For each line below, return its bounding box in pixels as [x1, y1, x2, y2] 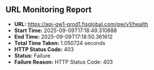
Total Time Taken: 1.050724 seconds [14, 39, 106, 46]
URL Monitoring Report [5, 5, 92, 15]
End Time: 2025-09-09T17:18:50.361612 [14, 33, 113, 40]
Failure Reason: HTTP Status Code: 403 [14, 58, 113, 65]
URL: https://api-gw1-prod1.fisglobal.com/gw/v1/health [14, 20, 149, 27]
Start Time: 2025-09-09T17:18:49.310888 [14, 27, 117, 34]
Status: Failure [14, 52, 51, 59]
